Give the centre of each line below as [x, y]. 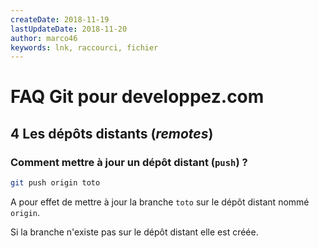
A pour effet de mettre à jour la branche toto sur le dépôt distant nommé [160, 202]
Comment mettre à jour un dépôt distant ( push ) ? [129, 162]
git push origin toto [55, 183]
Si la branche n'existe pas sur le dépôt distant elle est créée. [134, 232]
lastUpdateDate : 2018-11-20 [69, 29]
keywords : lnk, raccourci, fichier [84, 47]
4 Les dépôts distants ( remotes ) [112, 133]
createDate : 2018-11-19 [60, 19]
